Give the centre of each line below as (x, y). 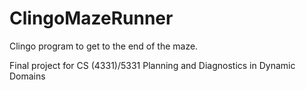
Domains (27, 76)
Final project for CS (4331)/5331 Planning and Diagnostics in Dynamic (152, 65)
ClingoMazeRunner (91, 18)
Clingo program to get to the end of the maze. (104, 46)
